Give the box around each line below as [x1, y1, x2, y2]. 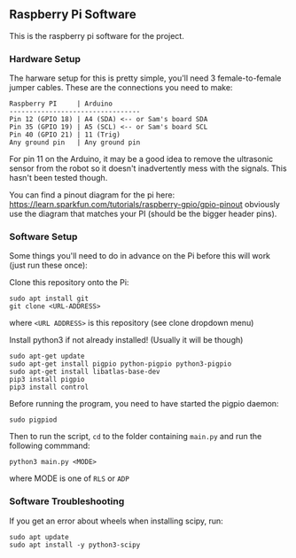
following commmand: [9, 440, 90, 451]
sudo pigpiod [9, 415, 58, 424]
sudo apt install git [9, 294, 90, 304]
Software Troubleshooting [9, 495, 125, 508]
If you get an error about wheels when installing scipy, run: [9, 515, 223, 526]
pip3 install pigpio [9, 376, 86, 384]
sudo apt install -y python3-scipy [9, 540, 141, 549]
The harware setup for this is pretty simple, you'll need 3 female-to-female [9, 73, 282, 83]
